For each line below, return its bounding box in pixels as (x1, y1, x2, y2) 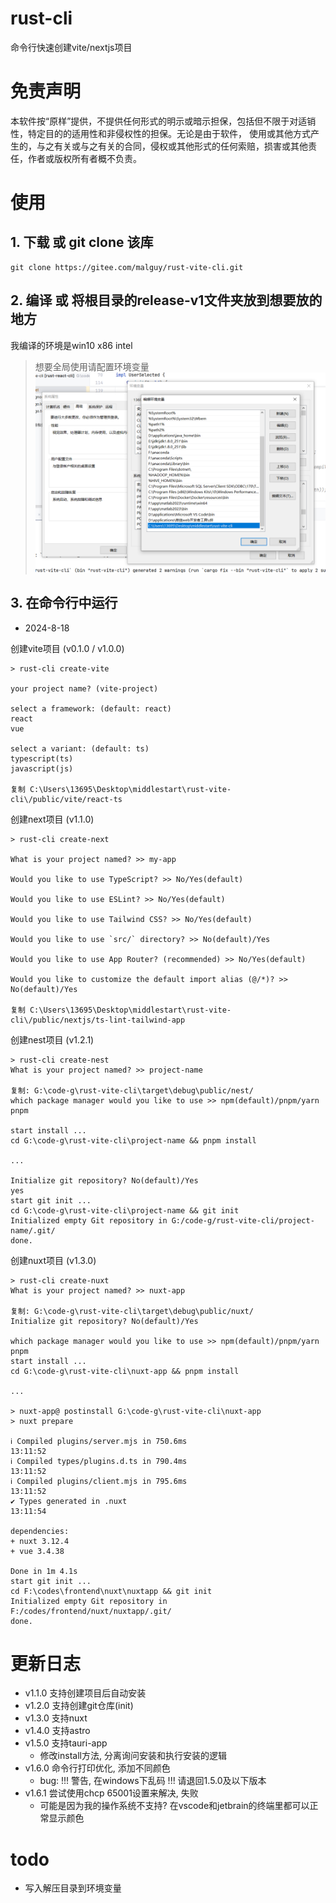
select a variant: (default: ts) (10, 743, 150, 754)
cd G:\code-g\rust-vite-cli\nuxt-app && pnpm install (10, 1366, 240, 1376)
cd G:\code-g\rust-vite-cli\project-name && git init (10, 1205, 240, 1216)
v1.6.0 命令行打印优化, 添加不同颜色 (24, 1762, 171, 1774)
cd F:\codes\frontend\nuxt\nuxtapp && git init (10, 1586, 213, 1596)
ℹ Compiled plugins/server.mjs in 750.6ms (10, 1436, 188, 1446)
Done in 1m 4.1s (10, 1566, 78, 1576)
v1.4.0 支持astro (24, 1725, 91, 1737)
